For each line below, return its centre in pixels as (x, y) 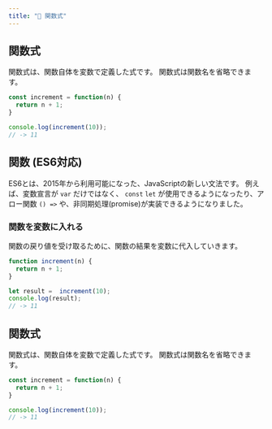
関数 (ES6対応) (45, 162)
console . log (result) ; (45, 299)
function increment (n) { (50, 261)
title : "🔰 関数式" (38, 16)
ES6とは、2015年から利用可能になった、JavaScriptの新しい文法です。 (126, 183)
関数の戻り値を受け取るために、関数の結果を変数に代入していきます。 (125, 245)
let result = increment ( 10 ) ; (60, 291)
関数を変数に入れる (46, 227)
